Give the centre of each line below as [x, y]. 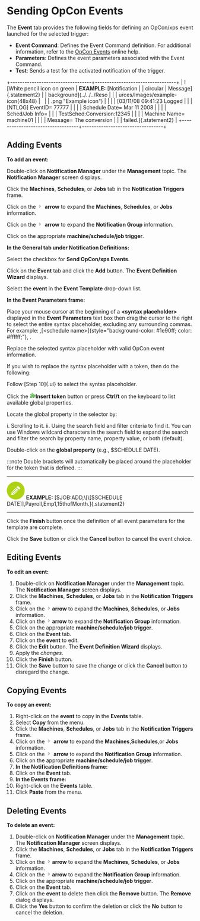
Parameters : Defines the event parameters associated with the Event [100, 58]
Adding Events [34, 145]
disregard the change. [42, 672]
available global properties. [40, 402]
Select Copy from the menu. [50, 723]
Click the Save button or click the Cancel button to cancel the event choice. [99, 538]
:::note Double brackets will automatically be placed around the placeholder [99, 461]
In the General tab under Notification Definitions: [68, 248]
